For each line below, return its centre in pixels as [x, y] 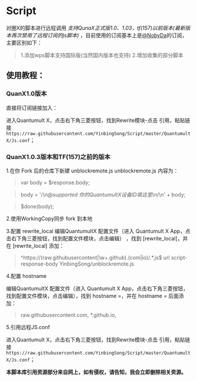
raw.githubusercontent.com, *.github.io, [68, 315]
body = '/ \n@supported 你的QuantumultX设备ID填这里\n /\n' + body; [103, 194]
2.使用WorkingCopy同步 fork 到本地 [49, 218]
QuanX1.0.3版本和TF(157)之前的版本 [58, 157]
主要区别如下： [24, 42]
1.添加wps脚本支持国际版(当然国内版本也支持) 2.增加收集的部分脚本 [102, 55]
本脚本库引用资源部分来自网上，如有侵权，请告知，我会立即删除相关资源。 [96, 372]
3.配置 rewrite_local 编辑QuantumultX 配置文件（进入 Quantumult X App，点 [98, 231]
